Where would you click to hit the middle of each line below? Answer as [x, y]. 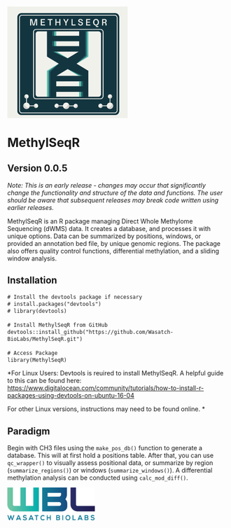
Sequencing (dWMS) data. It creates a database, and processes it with [109, 228]
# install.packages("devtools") [54, 304]
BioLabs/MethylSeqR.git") [45, 339]
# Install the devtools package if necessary [75, 297]
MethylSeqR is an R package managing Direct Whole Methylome [100, 221]
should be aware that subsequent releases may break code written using [113, 200]
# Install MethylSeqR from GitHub [58, 325]
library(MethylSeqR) [37, 360]
